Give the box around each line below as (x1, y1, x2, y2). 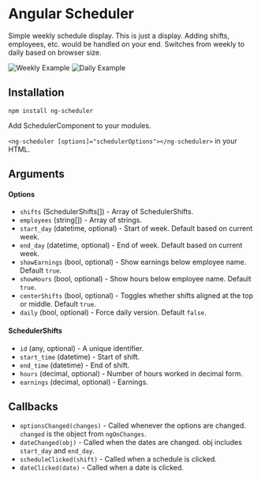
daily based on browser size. (8, 47, 102, 57)
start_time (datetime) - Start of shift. (19, 352, 140, 361)
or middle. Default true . (19, 300, 96, 309)
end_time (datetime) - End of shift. (19, 360, 130, 370)
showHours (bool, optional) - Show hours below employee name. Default (19, 274, 252, 284)
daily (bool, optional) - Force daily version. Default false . (19, 307, 207, 317)
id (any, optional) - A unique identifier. (19, 343, 144, 353)
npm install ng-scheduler (8, 107, 93, 115)
